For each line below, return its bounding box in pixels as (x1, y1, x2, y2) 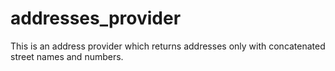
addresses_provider (10, 7, 182, 30)
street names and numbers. (10, 50, 124, 62)
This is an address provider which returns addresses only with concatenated (10, 40, 326, 52)
